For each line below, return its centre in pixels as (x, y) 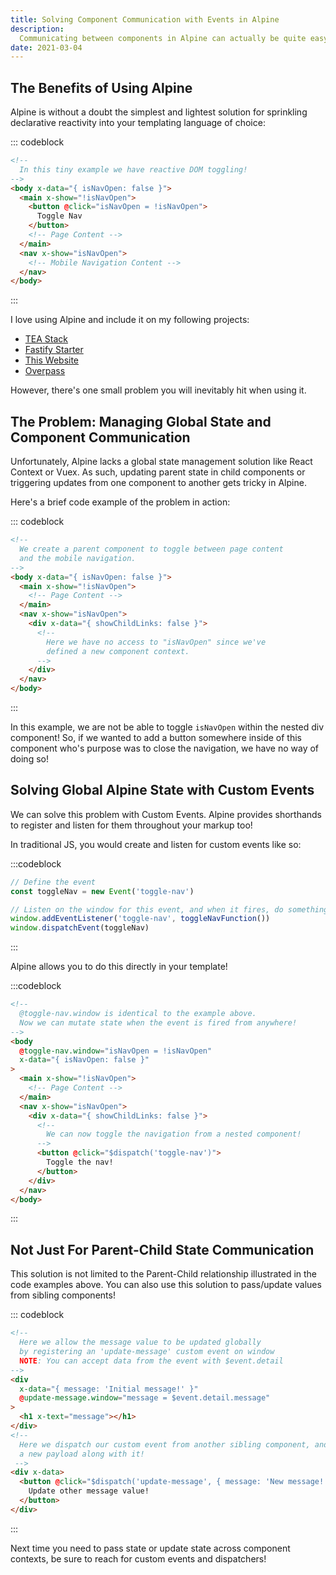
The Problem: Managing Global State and (141, 421)
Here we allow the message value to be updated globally (140, 1342)
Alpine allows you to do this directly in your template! (119, 967)
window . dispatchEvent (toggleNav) (80, 928)
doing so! (29, 759)
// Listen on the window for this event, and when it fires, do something (169, 909)
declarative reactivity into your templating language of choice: (138, 123)
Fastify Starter (54, 350)
